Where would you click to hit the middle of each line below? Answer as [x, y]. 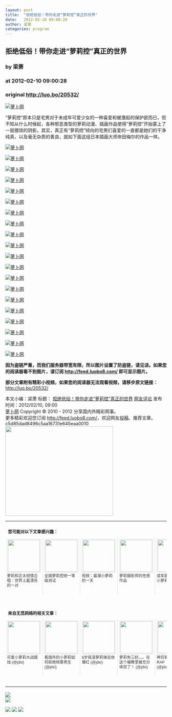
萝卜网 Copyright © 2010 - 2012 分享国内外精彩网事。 [62, 411]
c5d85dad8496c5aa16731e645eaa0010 [47, 423]
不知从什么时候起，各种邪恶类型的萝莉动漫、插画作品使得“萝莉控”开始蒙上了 [86, 124]
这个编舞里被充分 [135, 662]
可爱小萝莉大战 [20, 657]
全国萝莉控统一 [58, 576]
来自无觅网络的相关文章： [33, 613]
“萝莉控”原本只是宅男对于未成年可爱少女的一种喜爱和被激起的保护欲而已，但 [86, 117]
